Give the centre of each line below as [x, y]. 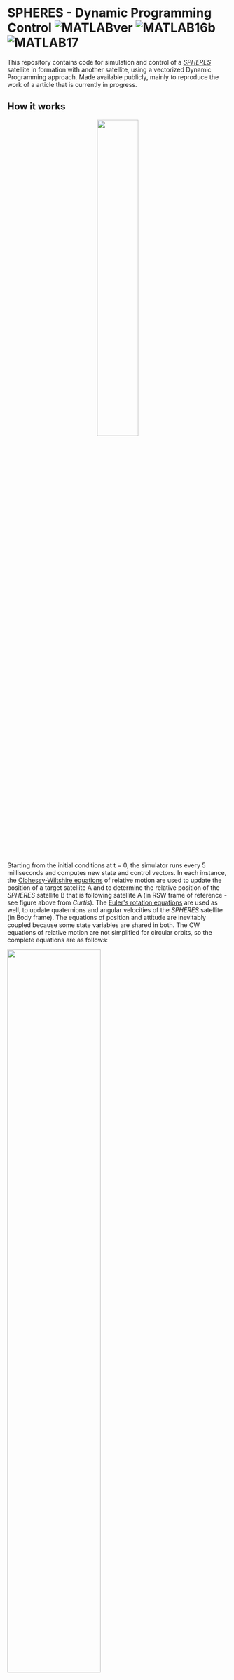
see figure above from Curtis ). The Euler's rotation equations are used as [113, 902]
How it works [36, 107]
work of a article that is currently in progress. [73, 84]
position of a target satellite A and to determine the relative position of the [113, 887]
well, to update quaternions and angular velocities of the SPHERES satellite [115, 909]
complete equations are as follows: [58, 940]
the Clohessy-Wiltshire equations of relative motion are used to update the [115, 880]
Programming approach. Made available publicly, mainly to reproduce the [113, 77]
